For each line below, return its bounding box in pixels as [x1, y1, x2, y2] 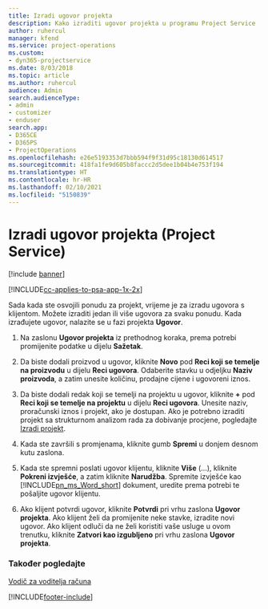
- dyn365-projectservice [8, 57, 91, 65]
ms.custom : [8, 49, 45, 57]
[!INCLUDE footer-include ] [8, 591, 94, 602]
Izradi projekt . [19, 423, 66, 433]
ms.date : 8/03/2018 [8, 64, 74, 72]
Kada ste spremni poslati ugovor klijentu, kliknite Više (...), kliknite [19, 463, 238, 473]
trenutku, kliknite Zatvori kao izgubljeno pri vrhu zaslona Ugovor [19, 530, 235, 539]
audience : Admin [8, 86, 62, 95]
